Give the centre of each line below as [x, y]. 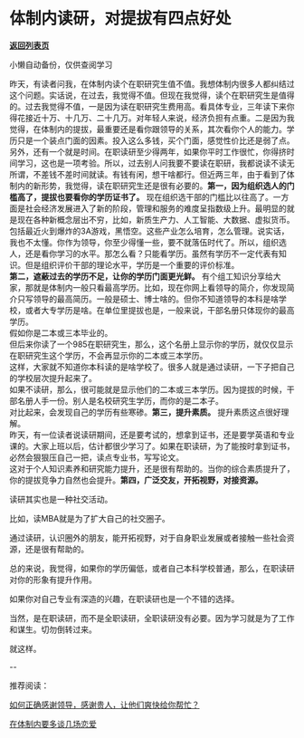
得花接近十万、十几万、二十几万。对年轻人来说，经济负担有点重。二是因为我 [152, 118]
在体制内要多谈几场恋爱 [53, 724]
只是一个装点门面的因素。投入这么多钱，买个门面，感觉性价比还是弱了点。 [156, 140]
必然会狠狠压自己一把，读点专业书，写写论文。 [96, 457]
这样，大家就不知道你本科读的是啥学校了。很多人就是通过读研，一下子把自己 [152, 367]
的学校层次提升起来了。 [53, 378]
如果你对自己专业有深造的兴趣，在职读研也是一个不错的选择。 [124, 599]
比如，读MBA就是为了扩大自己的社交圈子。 [90, 518]
